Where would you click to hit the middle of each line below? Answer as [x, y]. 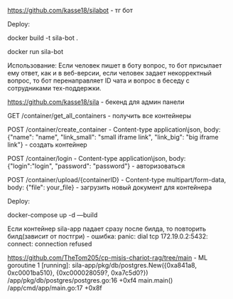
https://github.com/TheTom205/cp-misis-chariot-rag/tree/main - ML [108, 258]
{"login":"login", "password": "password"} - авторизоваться [96, 166]
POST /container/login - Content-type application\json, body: [97, 158]
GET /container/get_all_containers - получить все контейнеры [99, 116]
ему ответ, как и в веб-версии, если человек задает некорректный [109, 73]
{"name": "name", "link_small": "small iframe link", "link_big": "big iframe [113, 137]
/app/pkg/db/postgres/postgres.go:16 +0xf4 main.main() [90, 280]
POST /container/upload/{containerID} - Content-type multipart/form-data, [117, 180]
